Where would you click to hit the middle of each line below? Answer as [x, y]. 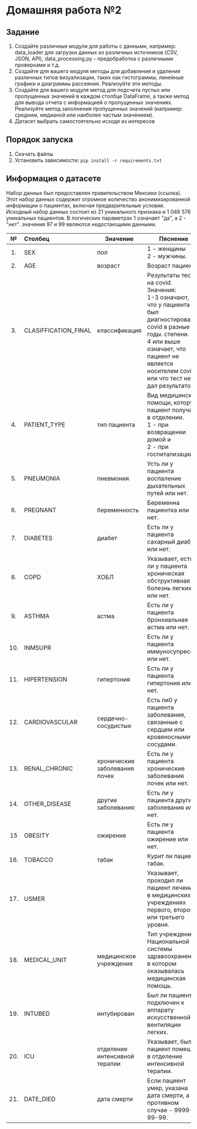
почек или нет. [168, 783]
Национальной [168, 941]
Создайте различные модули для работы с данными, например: [95, 46]
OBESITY [37, 835]
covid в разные [168, 326]
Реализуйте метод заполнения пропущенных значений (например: [98, 109]
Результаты [163, 275]
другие [107, 800]
